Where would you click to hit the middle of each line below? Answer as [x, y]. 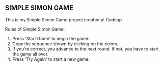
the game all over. [30, 54]
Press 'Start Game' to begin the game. [51, 38]
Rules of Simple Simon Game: [35, 29]
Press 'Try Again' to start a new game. [51, 59]
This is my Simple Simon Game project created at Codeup [64, 19]
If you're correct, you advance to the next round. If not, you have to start [85, 49]
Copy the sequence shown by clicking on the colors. [65, 44]
